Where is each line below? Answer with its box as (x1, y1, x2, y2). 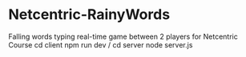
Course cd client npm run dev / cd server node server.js (8, 40, 193, 49)
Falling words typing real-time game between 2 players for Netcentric (8, 32, 238, 41)
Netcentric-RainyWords (8, 6, 171, 24)
